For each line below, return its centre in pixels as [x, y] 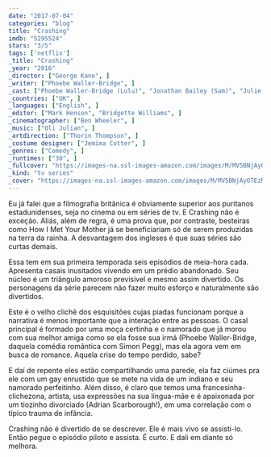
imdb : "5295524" [35, 38]
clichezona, [27, 396]
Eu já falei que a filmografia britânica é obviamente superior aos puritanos [131, 203]
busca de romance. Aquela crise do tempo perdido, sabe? [105, 355]
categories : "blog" [41, 23]
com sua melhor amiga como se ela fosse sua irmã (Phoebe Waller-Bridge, [132, 337]
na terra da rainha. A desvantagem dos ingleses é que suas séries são [125, 238]
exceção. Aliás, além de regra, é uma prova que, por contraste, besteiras [129, 220]
